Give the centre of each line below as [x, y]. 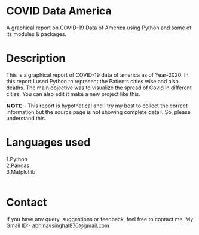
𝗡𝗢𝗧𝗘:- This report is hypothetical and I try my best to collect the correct [97, 106]
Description [36, 58]
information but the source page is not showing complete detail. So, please [99, 112]
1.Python [17, 159]
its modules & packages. [36, 34]
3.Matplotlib [21, 171]
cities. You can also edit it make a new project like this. [73, 94]
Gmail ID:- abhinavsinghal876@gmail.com [58, 225]
